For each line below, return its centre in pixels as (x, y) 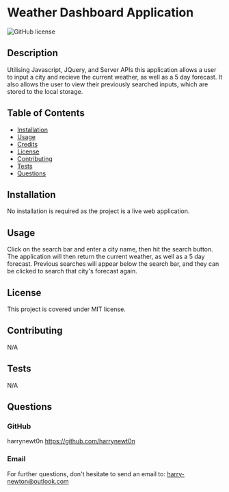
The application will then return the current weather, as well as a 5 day (106, 257)
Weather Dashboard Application (100, 13)
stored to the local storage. (45, 91)
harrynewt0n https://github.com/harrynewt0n (71, 441)
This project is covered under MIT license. (67, 309)
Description (32, 53)
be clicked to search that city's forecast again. (72, 271)
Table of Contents (46, 113)
